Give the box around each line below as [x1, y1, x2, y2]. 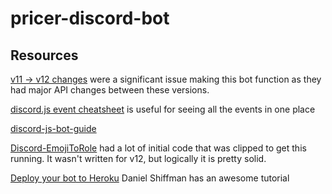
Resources [10, 47, 79, 64]
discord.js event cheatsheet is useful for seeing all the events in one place [10, 103, 316, 115]
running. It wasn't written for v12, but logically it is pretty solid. [10, 153, 267, 164]
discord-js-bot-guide [10, 123, 97, 134]
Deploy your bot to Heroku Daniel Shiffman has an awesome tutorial [10, 172, 290, 184]
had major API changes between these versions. [10, 84, 210, 96]
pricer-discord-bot [10, 7, 170, 30]
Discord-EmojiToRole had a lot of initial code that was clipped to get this [10, 142, 307, 154]
